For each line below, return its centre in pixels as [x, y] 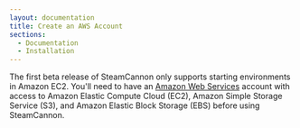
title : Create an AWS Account [66, 26]
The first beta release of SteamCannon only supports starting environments [150, 77]
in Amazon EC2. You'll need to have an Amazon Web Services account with [150, 87]
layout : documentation [52, 18]
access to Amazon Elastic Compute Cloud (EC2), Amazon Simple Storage [146, 96]
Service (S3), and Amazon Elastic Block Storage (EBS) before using [135, 105]
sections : [28, 34]
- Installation [46, 51]
